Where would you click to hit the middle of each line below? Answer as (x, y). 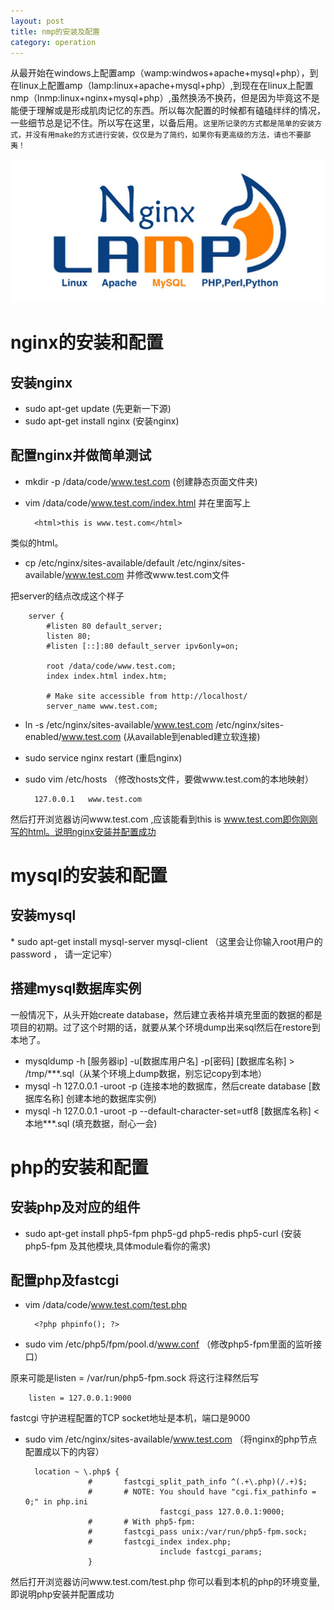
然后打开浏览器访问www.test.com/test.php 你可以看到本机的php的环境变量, (165, 1582)
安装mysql (43, 915)
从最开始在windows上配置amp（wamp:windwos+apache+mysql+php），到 (164, 73)
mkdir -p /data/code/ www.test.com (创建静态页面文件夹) (141, 481)
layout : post (37, 21)
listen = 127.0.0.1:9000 (80, 1398)
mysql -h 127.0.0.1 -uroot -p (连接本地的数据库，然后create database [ (168, 1086)
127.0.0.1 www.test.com (88, 799)
